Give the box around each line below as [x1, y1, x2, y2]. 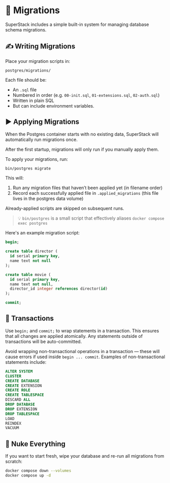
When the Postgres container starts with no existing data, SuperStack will [5, 131, 159, 137]
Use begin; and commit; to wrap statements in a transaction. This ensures [5, 327, 159, 334]
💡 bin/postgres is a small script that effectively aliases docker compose [17, 215, 164, 221]
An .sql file [12, 86, 37, 93]
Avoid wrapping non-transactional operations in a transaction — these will [5, 348, 160, 354]
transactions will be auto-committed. [5, 338, 82, 344]
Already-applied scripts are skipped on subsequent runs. [5, 205, 124, 212]
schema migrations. [5, 26, 47, 32]
